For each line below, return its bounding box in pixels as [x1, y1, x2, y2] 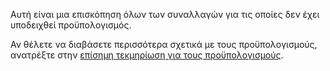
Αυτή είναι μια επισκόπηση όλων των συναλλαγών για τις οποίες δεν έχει [10, 9, 320, 20]
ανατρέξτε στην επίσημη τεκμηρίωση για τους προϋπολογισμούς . [10, 49, 284, 61]
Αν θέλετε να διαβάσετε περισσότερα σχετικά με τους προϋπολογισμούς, [10, 39, 318, 50]
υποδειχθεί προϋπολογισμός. [10, 19, 132, 31]
